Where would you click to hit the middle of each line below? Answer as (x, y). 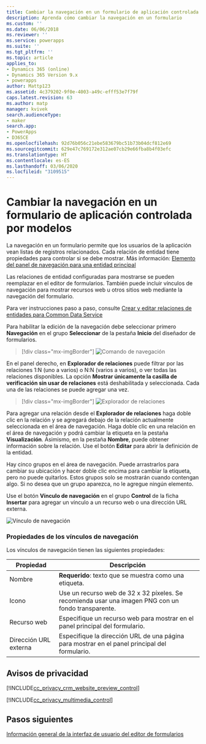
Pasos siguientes (40, 719)
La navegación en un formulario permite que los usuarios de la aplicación (99, 246)
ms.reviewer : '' (27, 35)
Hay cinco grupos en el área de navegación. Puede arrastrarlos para (93, 465)
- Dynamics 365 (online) (38, 69)
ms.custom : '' (25, 23)
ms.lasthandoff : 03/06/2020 (42, 166)
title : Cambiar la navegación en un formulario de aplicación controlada (103, 12)
